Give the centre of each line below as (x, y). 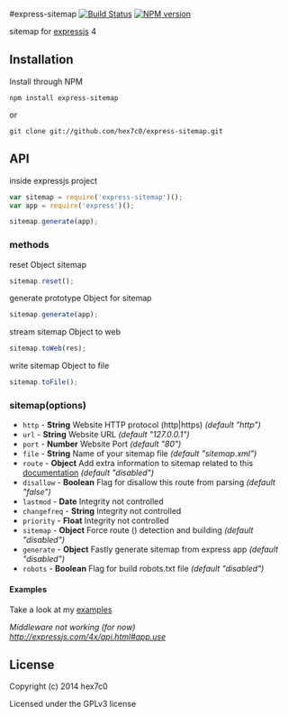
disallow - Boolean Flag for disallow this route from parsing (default (149, 482)
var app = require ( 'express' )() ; (72, 206)
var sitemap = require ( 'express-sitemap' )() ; (96, 197)
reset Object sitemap (48, 264)
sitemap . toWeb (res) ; (48, 349)
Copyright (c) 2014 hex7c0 (58, 686)
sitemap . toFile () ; (44, 382)
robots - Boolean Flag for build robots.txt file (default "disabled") (143, 569)
